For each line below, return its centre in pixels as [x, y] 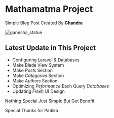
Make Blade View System [38, 65]
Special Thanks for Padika [32, 110]
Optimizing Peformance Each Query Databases [61, 86]
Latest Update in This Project [51, 48]
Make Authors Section [35, 80]
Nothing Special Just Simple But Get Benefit [50, 101]
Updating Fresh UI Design [38, 91]
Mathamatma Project [49, 9]
